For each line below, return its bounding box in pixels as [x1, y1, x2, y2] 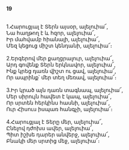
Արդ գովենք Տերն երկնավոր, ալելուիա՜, [6, 61, 116, 68]
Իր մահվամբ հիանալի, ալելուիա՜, [6, 36, 100, 42]
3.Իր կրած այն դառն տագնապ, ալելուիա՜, [6, 87, 124, 93]
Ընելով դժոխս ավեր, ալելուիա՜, [6, 125, 94, 131]
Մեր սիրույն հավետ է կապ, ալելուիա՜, [6, 93, 112, 100]
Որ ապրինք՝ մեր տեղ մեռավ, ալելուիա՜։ [6, 74, 117, 81]
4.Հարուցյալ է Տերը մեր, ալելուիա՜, [6, 118, 103, 125]
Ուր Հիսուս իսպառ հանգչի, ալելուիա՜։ [6, 106, 113, 112]
